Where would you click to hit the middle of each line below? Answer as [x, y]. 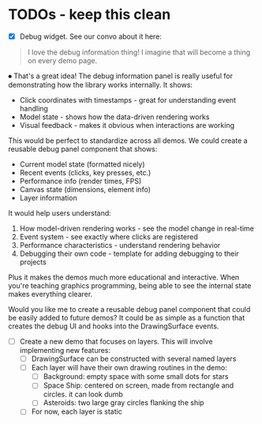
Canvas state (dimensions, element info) [85, 189]
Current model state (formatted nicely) [82, 164]
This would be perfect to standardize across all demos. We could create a [128, 141]
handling [34, 109]
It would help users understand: [60, 213]
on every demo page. [62, 60]
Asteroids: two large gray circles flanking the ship [124, 403]
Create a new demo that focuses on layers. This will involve [116, 341]
